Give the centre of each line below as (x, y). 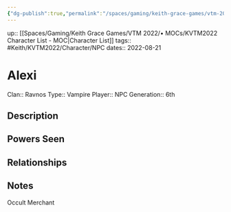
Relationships (37, 162)
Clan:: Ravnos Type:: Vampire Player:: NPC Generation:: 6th (91, 94)
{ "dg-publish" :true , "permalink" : (55, 13)
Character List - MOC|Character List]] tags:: (69, 40)
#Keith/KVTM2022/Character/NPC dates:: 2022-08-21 (84, 47)
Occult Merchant (31, 202)
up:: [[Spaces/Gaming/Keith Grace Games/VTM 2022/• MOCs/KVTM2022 (112, 33)
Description (33, 116)
